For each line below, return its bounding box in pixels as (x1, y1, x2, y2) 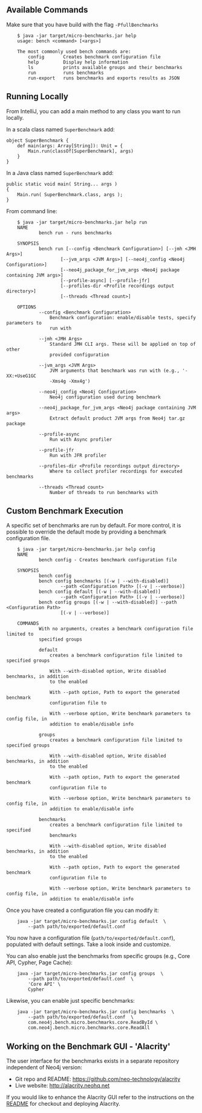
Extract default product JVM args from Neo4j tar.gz (49, 415, 186, 421)
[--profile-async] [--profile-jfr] (60, 277, 150, 283)
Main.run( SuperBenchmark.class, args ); (17, 191, 123, 197)
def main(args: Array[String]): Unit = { (17, 142, 123, 149)
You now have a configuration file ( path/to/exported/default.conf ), (6, 934, 175, 942)
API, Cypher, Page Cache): (6, 959, 73, 966)
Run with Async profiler (49, 436, 112, 443)
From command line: (6, 207, 57, 214)
